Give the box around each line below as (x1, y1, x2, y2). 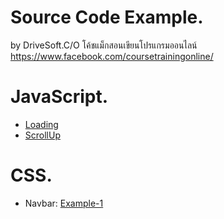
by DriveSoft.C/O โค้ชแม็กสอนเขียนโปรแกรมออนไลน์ (10, 39, 198, 51)
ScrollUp (24, 129, 61, 141)
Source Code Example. (10, 6, 204, 29)
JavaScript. (10, 86, 109, 108)
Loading (24, 118, 59, 130)
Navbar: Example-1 (24, 197, 104, 209)
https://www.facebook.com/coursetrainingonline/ (10, 50, 214, 62)
